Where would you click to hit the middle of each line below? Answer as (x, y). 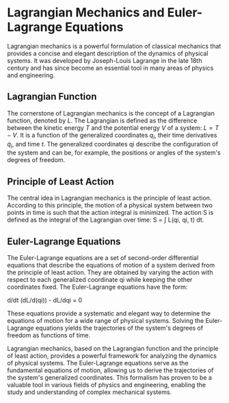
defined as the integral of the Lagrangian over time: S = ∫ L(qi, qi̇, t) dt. (106, 220)
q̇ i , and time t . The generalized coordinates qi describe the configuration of (113, 145)
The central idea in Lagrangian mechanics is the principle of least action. (109, 198)
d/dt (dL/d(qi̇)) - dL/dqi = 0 (45, 300)
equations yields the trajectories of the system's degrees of (119, 328)
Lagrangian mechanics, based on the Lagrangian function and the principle (113, 348)
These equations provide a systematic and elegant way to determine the (109, 313)
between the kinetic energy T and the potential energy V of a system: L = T (113, 127)
